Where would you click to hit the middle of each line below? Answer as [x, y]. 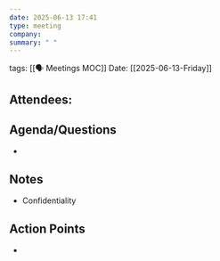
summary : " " [33, 42]
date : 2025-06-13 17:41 [53, 17]
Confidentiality [49, 200]
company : [25, 34]
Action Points [48, 228]
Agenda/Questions [63, 130]
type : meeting [36, 26]
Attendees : [41, 99]
